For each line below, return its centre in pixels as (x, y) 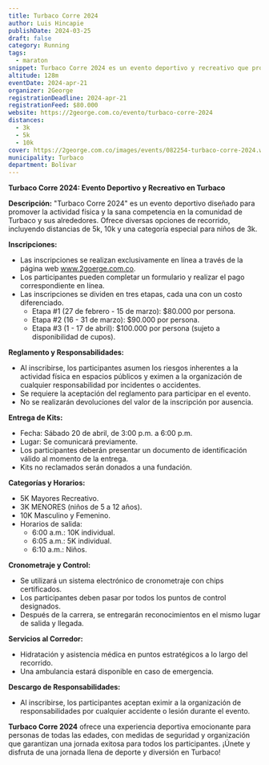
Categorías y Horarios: (47, 483)
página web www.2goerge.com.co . (78, 269)
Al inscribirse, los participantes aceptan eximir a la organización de (130, 702)
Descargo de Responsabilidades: (64, 687)
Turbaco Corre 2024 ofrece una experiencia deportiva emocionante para (130, 726)
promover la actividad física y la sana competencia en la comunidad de (125, 212)
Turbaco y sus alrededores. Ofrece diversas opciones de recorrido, (119, 221)
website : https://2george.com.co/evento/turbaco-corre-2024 (111, 113)
